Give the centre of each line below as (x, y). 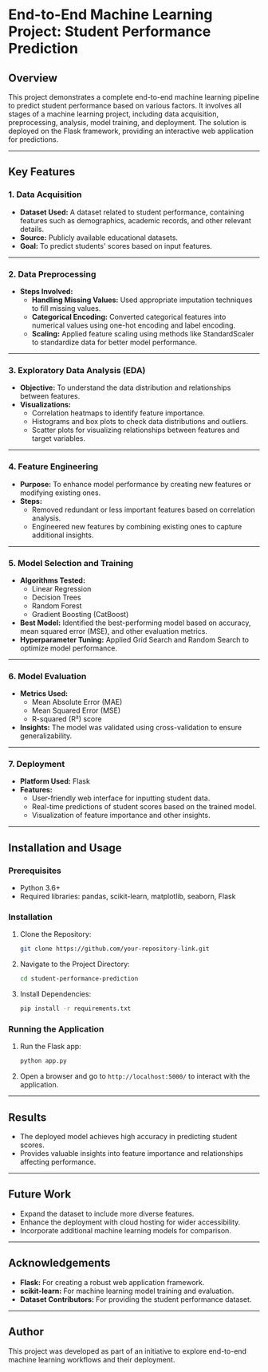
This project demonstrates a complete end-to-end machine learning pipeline (134, 97)
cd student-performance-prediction (79, 979)
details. (32, 229)
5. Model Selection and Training (71, 563)
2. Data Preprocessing (52, 274)
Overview (33, 78)
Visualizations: (45, 405)
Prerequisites (35, 871)
